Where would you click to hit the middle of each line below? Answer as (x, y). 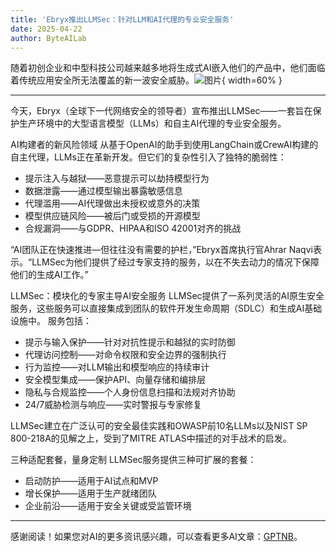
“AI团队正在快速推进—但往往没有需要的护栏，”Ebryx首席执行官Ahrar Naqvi (161, 250)
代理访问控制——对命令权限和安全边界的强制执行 (125, 355)
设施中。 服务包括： (51, 321)
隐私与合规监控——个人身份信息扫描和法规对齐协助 (130, 392)
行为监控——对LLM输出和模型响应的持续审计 (117, 367)
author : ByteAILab (48, 38)
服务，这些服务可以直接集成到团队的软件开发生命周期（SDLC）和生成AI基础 (166, 308)
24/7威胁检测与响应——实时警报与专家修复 (113, 405)
